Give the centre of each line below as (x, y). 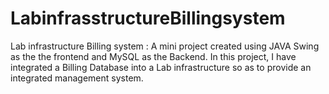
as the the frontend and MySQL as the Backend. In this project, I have (153, 56)
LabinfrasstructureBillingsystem (148, 18)
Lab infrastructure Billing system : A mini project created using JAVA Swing (165, 46)
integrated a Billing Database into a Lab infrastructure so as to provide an (161, 67)
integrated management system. (77, 78)
